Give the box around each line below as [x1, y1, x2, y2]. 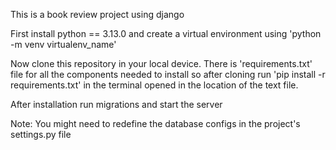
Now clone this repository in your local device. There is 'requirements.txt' [10, 58, 313, 69]
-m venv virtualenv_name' [10, 39, 117, 50]
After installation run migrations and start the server [10, 99, 223, 110]
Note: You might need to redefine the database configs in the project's [10, 118, 301, 129]
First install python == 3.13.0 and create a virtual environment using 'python [10, 28, 322, 39]
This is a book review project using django [10, 9, 185, 20]
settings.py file [10, 129, 72, 140]
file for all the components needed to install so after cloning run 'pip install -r [10, 69, 326, 80]
